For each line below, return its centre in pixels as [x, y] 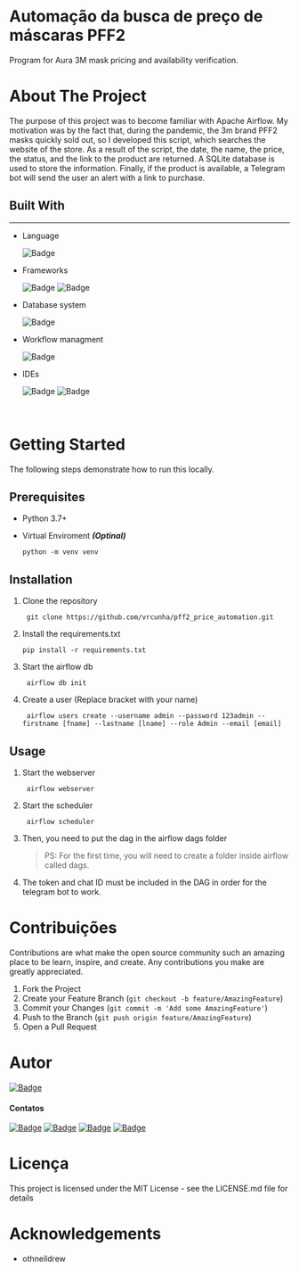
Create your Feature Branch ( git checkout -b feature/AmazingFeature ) [153, 998]
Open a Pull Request [60, 1027]
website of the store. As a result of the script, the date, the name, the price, [147, 149]
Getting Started [68, 444]
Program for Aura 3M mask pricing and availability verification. [124, 60]
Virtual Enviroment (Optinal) [74, 536]
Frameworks [45, 270]
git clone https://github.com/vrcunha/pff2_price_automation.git [150, 617]
